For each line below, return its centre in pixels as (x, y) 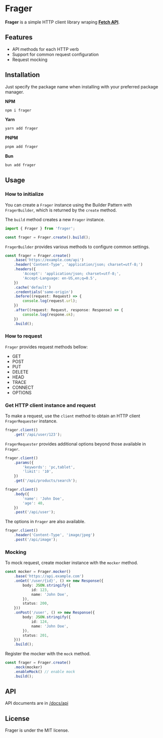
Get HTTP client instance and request (51, 405)
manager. (15, 92)
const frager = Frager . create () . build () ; (48, 237)
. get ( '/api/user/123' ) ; (38, 434)
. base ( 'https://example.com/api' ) (49, 260)
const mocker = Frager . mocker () (38, 572)
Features (19, 37)
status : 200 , (36, 604)
